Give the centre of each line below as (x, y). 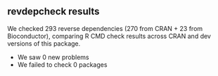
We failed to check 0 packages (62, 64)
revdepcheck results (53, 12)
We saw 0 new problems (53, 57)
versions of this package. (44, 43)
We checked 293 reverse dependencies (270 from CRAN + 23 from (105, 28)
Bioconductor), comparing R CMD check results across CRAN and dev (109, 36)
